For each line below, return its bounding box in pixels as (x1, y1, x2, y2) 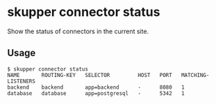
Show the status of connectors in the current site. (7, 27, 149, 35)
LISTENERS (7, 78, 36, 85)
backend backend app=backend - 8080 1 (7, 84, 185, 91)
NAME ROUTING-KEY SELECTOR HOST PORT (7, 71, 172, 78)
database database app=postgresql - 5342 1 (7, 89, 185, 97)
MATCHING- (181, 71, 210, 78)
